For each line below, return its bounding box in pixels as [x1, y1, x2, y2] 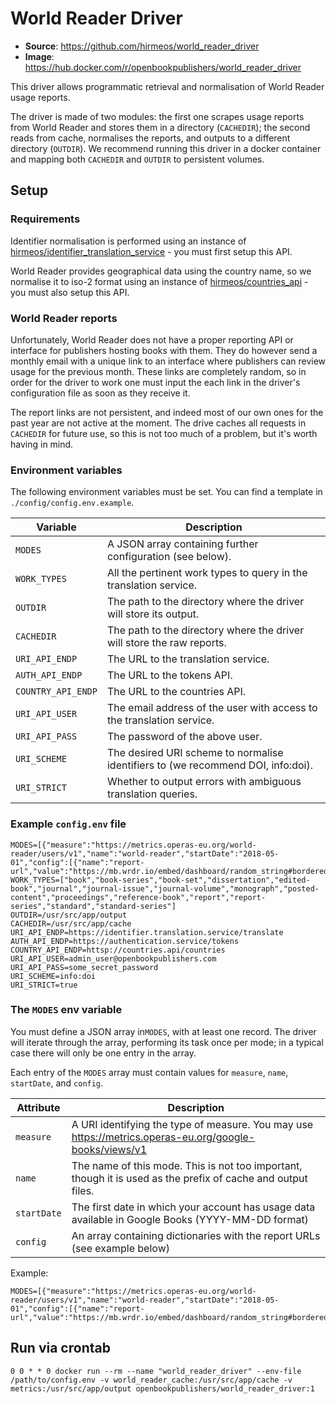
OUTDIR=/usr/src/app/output [10, 910, 128, 920]
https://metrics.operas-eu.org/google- [71, 1130, 256, 1144]
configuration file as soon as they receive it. [10, 387, 191, 399]
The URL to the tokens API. [106, 668, 233, 682]
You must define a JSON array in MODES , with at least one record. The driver [10, 1025, 317, 1037]
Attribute [16, 1100, 61, 1114]
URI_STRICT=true [10, 980, 78, 990]
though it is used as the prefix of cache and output [71, 1171, 308, 1185]
